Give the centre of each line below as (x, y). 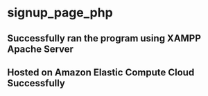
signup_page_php (60, 13)
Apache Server (41, 49)
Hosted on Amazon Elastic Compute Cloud (101, 72)
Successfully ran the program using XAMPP (104, 38)
